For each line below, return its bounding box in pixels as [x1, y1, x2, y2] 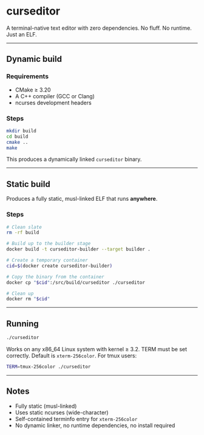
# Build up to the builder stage [6, 241, 91, 247]
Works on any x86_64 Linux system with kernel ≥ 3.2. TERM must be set [6, 345, 187, 352]
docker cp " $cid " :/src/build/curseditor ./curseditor [6, 279, 146, 286]
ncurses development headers [15, 99, 92, 106]
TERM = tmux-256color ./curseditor [6, 363, 91, 369]
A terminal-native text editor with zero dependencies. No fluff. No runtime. [6, 24, 192, 32]
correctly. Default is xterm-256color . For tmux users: [6, 352, 137, 359]
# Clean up [6, 290, 34, 297]
